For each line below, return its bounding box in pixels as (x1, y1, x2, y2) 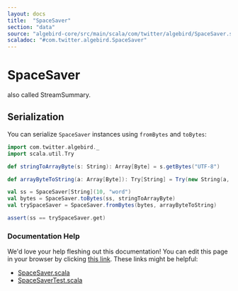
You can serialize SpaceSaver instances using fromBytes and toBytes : (7, 130, 207, 138)
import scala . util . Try (7, 150, 74, 157)
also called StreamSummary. (7, 91, 91, 99)
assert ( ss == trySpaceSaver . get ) (7, 215, 106, 222)
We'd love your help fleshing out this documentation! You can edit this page (7, 247, 228, 256)
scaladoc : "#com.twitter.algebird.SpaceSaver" (7, 37, 147, 44)
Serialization (7, 111, 64, 123)
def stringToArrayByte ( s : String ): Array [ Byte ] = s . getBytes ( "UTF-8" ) (7, 163, 220, 170)
